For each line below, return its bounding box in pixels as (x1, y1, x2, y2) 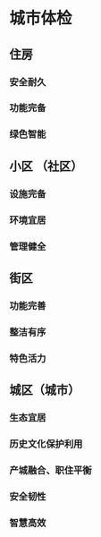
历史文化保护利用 (9, 438, 83, 450)
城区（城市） (9, 382, 80, 398)
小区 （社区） (9, 158, 83, 174)
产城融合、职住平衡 (9, 464, 92, 476)
